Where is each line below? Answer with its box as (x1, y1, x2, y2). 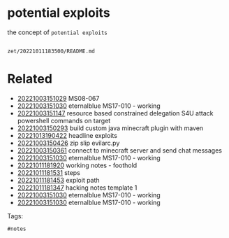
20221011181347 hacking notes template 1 (17, 183, 138, 192)
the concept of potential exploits (7, 28, 108, 36)
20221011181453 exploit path (17, 176, 100, 184)
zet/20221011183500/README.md (7, 48, 96, 55)
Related (7, 71, 52, 87)
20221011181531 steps (17, 168, 80, 176)
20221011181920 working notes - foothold (17, 161, 138, 169)
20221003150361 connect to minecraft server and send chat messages (17, 146, 222, 155)
